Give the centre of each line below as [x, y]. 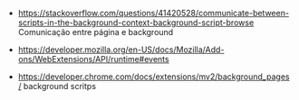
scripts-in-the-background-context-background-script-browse [136, 23]
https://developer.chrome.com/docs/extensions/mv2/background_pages [154, 77]
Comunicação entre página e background [96, 32]
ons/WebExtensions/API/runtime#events [93, 59]
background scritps [60, 86]
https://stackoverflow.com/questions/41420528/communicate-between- [154, 13]
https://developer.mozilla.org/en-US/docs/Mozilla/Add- [121, 50]
